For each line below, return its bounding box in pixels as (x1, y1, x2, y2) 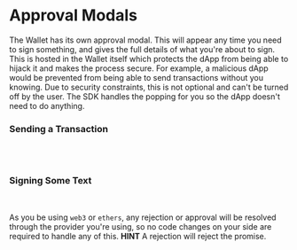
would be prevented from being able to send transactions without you (9, 72, 264, 82)
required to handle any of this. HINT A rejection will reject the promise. (9, 230, 267, 241)
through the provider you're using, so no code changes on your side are (9, 221, 272, 231)
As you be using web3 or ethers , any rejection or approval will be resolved (9, 212, 277, 223)
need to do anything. (9, 100, 85, 111)
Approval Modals (9, 5, 138, 26)
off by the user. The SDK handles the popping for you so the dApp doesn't (9, 90, 281, 102)
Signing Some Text (9, 175, 92, 187)
